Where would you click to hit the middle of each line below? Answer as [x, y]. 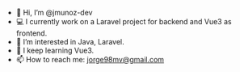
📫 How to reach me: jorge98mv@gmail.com [90, 59]
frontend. [32, 33]
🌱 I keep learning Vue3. [55, 50]
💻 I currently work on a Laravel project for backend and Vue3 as [124, 21]
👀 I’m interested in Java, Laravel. [70, 42]
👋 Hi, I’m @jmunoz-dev [54, 13]
